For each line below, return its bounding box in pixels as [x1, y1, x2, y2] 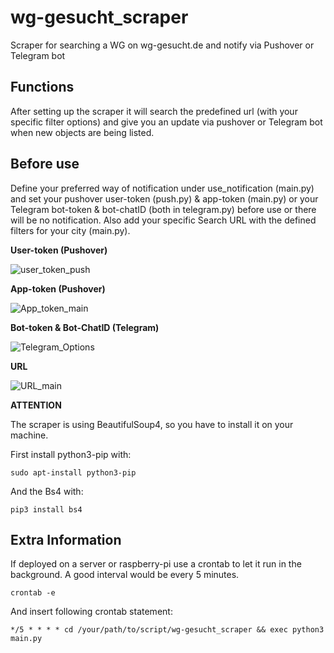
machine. [10, 429, 49, 441]
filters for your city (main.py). [10, 224, 131, 236]
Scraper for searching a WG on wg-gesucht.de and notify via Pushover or [10, 39, 315, 51]
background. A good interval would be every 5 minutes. [10, 569, 240, 581]
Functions [10, 79, 75, 96]
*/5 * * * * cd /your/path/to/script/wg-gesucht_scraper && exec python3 [10, 625, 325, 635]
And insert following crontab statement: [10, 606, 173, 618]
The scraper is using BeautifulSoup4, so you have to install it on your [10, 418, 294, 430]
